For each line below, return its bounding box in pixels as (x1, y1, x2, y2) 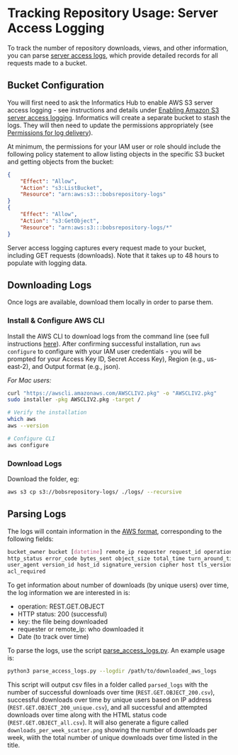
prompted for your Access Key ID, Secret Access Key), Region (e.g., (7, 354, 205, 363)
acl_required (7, 568, 46, 575)
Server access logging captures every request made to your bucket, (7, 243, 207, 252)
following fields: (7, 535, 54, 543)
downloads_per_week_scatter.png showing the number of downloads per (7, 726, 217, 734)
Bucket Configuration (7, 80, 105, 92)
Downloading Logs (7, 279, 92, 291)
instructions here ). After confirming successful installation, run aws (7, 339, 201, 348)
